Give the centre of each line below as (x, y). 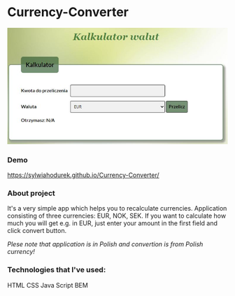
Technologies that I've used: (57, 270)
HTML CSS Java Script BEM (48, 285)
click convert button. (37, 231)
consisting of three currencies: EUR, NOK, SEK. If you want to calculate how (116, 216)
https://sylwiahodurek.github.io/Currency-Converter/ (83, 175)
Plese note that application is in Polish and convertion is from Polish (105, 244)
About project (31, 193)
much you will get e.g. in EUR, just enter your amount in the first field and (113, 223)
